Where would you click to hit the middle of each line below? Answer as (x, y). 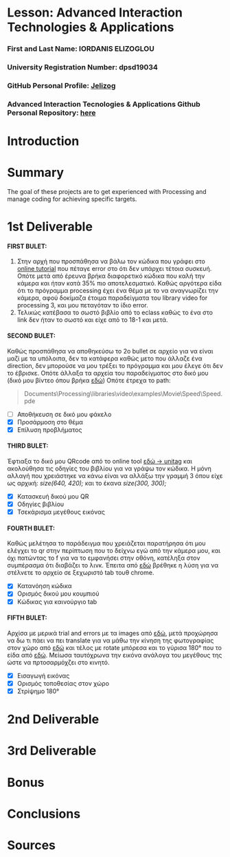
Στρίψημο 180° (38, 691)
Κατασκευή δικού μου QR (53, 496)
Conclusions (44, 814)
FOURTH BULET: (31, 528)
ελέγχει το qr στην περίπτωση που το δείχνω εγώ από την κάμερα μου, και (114, 551)
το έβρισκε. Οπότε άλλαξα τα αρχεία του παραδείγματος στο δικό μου (108, 373)
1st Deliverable (50, 227)
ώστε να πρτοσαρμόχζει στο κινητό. (58, 662)
